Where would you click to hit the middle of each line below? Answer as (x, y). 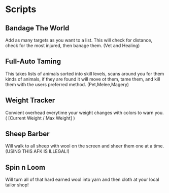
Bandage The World (37, 28)
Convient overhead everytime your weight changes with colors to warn (79, 112)
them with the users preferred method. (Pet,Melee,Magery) (67, 84)
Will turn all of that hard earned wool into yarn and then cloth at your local (82, 180)
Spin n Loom (25, 167)
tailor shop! (17, 185)
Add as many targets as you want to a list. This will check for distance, (79, 40)
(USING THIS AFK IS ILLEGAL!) (38, 151)
